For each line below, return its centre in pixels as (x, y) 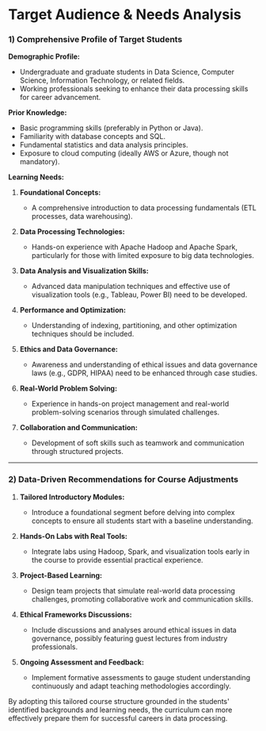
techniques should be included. (83, 334)
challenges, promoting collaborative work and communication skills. (142, 599)
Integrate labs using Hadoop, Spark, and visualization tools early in (141, 551)
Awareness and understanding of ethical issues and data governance (144, 365)
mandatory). (40, 162)
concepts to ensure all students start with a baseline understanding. (142, 521)
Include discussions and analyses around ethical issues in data (134, 629)
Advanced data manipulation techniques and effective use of (131, 287)
